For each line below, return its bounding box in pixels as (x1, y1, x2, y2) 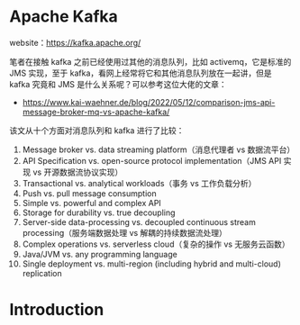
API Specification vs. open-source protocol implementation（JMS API (22, 155, 282, 166)
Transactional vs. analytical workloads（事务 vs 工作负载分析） (22, 177, 257, 188)
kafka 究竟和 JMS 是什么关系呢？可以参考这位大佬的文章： (9, 78, 227, 89)
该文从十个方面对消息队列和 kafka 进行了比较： (9, 124, 185, 136)
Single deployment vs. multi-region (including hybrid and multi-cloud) (22, 258, 281, 269)
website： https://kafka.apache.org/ (9, 37, 141, 48)
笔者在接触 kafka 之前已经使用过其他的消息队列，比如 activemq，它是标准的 (9, 56, 292, 67)
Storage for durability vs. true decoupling (22, 207, 176, 218)
